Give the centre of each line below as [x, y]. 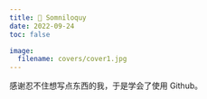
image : [22, 50]
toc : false [30, 34]
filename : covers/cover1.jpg [72, 59]
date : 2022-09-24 [42, 26]
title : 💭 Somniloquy [48, 18]
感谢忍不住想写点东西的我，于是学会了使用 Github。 [106, 85]
